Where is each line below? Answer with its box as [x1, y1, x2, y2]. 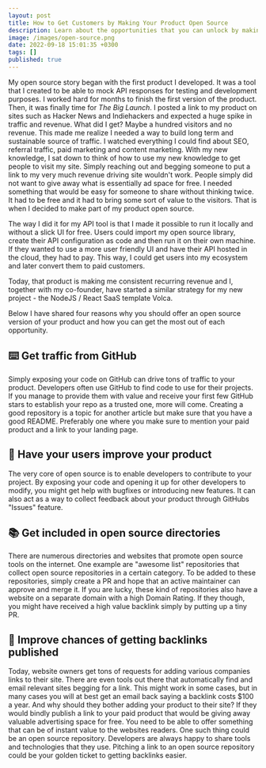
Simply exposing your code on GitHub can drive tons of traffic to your [8, 374, 235, 384]
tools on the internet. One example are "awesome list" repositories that [8, 560, 240, 569]
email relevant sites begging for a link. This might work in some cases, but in [8, 683, 258, 693]
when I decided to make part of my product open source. [8, 203, 195, 213]
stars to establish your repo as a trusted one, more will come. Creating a [8, 399, 244, 409]
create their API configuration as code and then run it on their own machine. [8, 235, 256, 245]
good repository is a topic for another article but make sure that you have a [8, 408, 253, 417]
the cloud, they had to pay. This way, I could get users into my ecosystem [8, 253, 248, 262]
